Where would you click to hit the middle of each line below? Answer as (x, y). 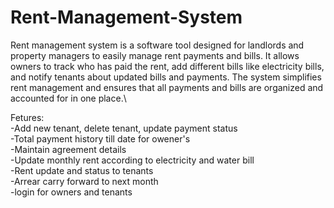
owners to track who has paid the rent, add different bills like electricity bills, (167, 66)
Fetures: (27, 117)
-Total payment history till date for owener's (100, 138)
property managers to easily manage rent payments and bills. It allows (155, 55)
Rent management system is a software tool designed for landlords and (157, 45)
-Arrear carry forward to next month (84, 181)
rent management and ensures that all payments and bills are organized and (167, 87)
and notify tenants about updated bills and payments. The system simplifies (166, 77)
